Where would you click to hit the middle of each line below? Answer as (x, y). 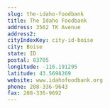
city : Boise (25, 47)
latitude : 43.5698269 (39, 73)
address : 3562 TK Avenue (44, 27)
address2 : (22, 34)
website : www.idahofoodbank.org (55, 80)
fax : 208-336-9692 (34, 93)
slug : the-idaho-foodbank (45, 14)
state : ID (22, 54)
